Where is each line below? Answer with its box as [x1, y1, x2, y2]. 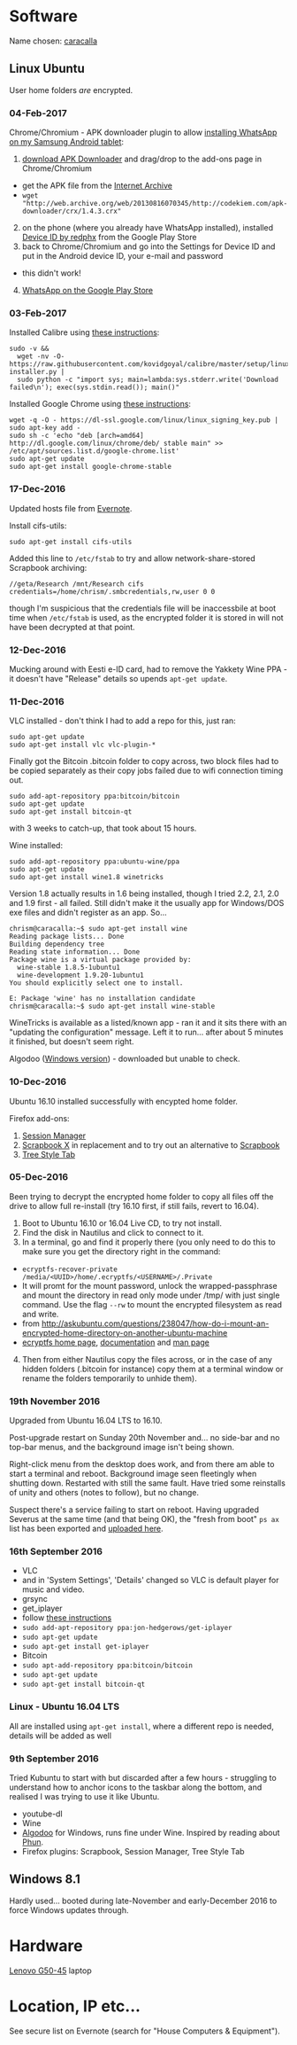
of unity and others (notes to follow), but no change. [9, 1487, 200, 1498]
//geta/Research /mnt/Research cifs [9, 579, 144, 589]
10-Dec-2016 [9, 1075, 67, 1088]
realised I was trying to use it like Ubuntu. [9, 1791, 160, 1802]
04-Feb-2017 [9, 106, 68, 119]
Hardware [9, 1936, 83, 1956]
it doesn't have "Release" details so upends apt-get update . [9, 673, 228, 683]
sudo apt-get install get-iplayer [21, 1643, 149, 1651]
